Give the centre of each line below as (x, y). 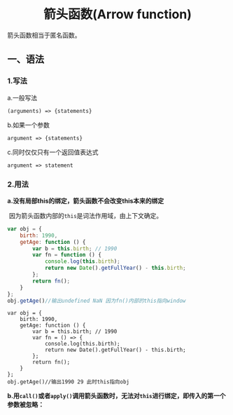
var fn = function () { (67, 255)
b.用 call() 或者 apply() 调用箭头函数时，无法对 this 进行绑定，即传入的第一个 (116, 396)
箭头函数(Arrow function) (118, 14)
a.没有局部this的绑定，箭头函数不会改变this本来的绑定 (86, 200)
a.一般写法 (22, 97)
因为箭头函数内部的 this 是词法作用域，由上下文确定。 (86, 215)
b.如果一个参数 (29, 125)
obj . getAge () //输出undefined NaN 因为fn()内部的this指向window (97, 301)
